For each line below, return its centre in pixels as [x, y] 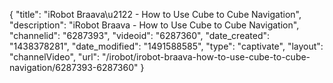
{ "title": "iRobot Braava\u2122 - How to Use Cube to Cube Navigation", [155, 14]
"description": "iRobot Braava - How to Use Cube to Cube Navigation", [154, 25]
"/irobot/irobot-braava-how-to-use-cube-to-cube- [206, 57]
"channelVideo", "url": [55, 57]
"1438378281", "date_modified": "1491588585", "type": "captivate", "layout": [166, 46]
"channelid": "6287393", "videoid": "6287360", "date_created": [140, 35]
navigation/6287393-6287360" [74, 67]
